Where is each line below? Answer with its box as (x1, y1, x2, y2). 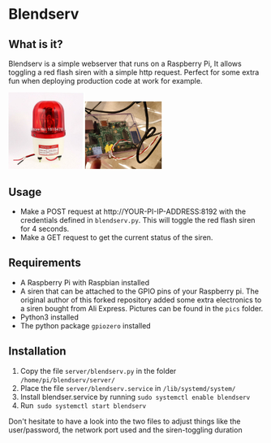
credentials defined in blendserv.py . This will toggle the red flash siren (19, 215, 256, 224)
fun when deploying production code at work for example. (8, 76, 203, 85)
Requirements (8, 256, 81, 270)
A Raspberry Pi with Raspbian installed (19, 277, 150, 287)
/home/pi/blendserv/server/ (19, 376, 115, 384)
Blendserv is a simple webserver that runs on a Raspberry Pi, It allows (8, 59, 242, 68)
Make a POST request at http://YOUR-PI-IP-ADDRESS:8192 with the (19, 206, 246, 216)
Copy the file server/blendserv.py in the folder (19, 366, 177, 376)
